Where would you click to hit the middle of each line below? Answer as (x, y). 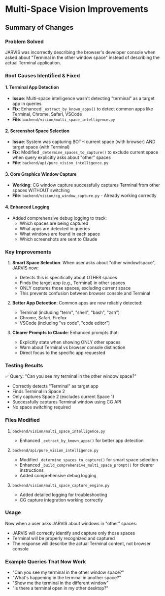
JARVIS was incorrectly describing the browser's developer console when (80, 52)
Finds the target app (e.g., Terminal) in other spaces (72, 283)
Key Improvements (28, 252)
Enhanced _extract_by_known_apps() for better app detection (82, 440)
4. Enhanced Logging (27, 207)
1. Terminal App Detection (32, 87)
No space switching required (42, 407)
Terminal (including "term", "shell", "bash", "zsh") (69, 312)
